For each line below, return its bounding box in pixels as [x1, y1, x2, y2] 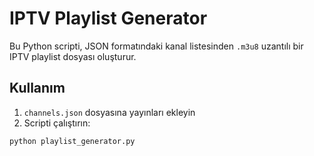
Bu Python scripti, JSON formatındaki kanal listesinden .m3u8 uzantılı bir [9, 40, 304, 52]
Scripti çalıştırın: [23, 117, 91, 129]
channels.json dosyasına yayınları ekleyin [23, 106, 196, 118]
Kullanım [9, 80, 66, 97]
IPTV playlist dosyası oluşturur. [9, 50, 137, 62]
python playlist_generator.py [9, 136, 136, 146]
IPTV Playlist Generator [9, 7, 208, 30]
